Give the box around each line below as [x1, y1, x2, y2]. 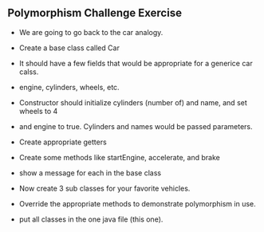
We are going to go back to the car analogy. [18, 27, 164, 37]
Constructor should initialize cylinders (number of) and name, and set [18, 97, 248, 107]
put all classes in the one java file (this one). [18, 214, 164, 224]
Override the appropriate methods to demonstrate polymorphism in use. [18, 199, 256, 208]
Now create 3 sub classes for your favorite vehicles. [18, 183, 191, 193]
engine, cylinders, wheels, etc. [18, 82, 120, 92]
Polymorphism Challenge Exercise [7, 6, 183, 20]
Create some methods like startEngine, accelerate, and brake [18, 152, 220, 162]
